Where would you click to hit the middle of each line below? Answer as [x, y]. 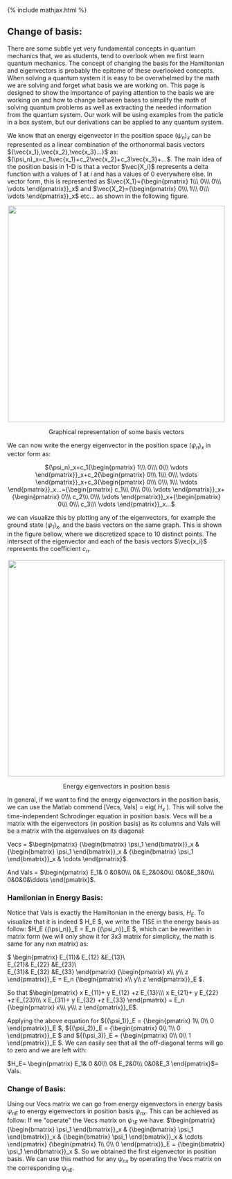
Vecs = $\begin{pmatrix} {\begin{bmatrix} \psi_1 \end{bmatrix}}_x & [103, 844]
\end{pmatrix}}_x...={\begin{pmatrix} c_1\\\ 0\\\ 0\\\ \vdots [89, 489]
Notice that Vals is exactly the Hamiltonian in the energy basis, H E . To [106, 913]
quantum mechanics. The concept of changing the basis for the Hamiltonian [116, 63]
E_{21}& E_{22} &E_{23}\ [42, 964]
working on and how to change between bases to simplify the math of [107, 100]
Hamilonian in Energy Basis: [55, 897]
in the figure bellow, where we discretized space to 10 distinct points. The [112, 534]
